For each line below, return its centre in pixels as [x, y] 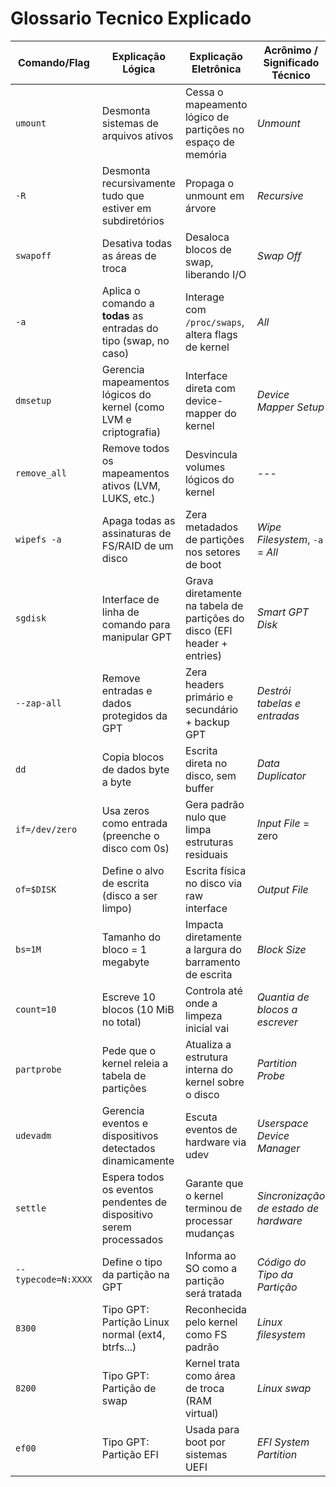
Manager [278, 1148]
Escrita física [215, 870]
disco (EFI [208, 630]
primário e [209, 697]
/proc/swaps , [214, 322]
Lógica [139, 69]
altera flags [211, 334]
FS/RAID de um [137, 545]
